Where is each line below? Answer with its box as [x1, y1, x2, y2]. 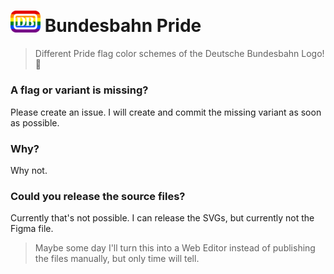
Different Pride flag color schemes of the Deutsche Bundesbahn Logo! [34, 48, 325, 60]
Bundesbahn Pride [44, 15, 202, 37]
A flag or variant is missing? [10, 83, 149, 97]
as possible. [10, 116, 60, 129]
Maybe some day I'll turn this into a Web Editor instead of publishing [34, 242, 316, 254]
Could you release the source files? [10, 189, 186, 203]
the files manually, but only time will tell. [34, 253, 200, 265]
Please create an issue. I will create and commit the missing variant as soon [10, 106, 322, 118]
